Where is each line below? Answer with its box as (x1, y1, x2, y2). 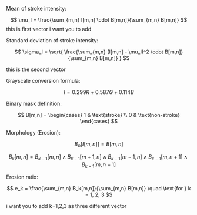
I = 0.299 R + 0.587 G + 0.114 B (64, 89, 134, 96)
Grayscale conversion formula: (6, 78, 81, 84)
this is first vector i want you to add (6, 26, 92, 32)
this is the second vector (6, 66, 66, 73)
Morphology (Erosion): (6, 129, 61, 136)
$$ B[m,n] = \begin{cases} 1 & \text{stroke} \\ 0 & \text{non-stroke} (17, 112, 181, 118)
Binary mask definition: (6, 100, 62, 107)
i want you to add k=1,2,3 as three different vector (6, 203, 127, 210)
